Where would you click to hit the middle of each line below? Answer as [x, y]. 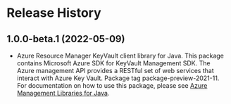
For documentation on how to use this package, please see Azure [112, 85]
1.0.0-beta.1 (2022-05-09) [66, 39]
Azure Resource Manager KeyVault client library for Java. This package [120, 56]
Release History [54, 13]
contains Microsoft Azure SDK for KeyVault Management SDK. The [113, 63]
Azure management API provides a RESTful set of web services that [115, 71]
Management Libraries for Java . [63, 93]
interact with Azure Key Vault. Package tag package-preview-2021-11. [118, 78]
